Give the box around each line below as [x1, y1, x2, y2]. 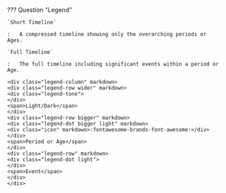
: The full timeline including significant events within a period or [7, 61, 219, 68]
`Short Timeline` [7, 19, 57, 26]
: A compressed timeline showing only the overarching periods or [7, 31, 207, 38]
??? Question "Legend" [7, 6, 73, 14]
